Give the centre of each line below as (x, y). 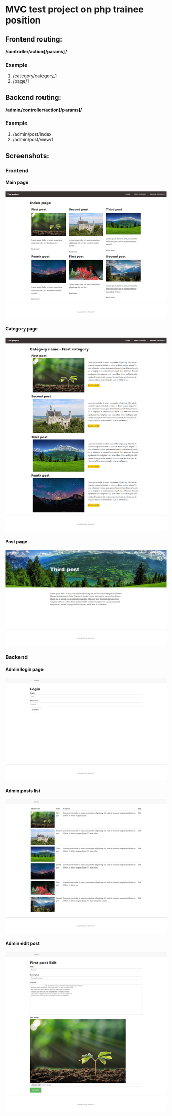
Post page (16, 541)
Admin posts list (23, 791)
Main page (17, 182)
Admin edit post (23, 943)
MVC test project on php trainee (75, 9)
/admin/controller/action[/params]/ (44, 110)
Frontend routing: (34, 39)
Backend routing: (33, 98)
